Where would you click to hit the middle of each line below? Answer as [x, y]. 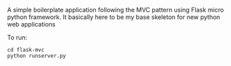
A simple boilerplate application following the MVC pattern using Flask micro [115, 10]
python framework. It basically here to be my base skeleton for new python [114, 17]
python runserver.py [37, 56]
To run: [17, 37]
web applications [31, 24]
